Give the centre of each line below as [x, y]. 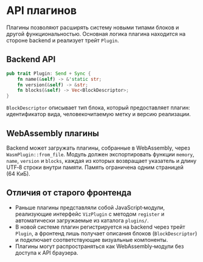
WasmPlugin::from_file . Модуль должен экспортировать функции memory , [100, 154]
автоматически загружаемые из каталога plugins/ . [82, 220]
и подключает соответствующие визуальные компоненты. [91, 240]
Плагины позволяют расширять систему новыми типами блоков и [93, 27]
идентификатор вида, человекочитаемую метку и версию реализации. [99, 114]
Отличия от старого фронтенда [69, 193]
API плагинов [42, 11]
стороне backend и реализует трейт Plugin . [63, 40]
